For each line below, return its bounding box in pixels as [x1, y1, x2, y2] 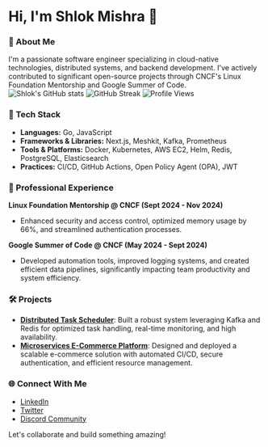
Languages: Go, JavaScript [19, 127, 112, 137]
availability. [19, 332, 58, 342]
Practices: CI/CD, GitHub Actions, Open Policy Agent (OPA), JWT [19, 162, 238, 171]
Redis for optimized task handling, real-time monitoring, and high [19, 323, 237, 334]
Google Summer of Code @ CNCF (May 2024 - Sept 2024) [8, 240, 207, 250]
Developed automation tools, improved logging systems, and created [19, 256, 249, 266]
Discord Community [19, 414, 87, 424]
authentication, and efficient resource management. [19, 358, 193, 368]
